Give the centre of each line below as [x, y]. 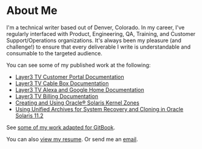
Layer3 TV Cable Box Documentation [62, 83]
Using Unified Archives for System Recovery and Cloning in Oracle [99, 109]
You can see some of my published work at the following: [79, 65]
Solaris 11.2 [29, 116]
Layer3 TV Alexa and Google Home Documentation [80, 89]
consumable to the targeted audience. [54, 53]
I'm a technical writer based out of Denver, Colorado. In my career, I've [95, 27]
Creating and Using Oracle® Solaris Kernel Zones [77, 102]
